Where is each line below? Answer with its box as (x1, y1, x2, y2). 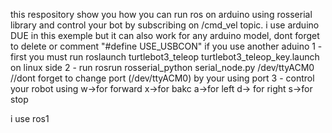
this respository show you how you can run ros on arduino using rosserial (10, 9, 313, 20)
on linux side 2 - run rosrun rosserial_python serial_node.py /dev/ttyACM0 (10, 62, 315, 73)
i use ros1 (10, 113, 50, 124)
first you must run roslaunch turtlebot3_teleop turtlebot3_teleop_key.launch (10, 51, 320, 63)
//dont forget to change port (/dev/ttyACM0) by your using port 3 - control (10, 72, 315, 84)
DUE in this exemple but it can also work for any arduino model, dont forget (10, 30, 320, 41)
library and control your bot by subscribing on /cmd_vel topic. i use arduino (10, 19, 320, 31)
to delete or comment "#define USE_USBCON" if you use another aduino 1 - (10, 40, 323, 52)
